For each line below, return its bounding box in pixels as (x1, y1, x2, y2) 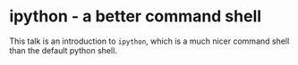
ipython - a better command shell (9, 6, 262, 27)
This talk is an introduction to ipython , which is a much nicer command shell (9, 36, 290, 46)
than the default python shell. (9, 45, 118, 55)
